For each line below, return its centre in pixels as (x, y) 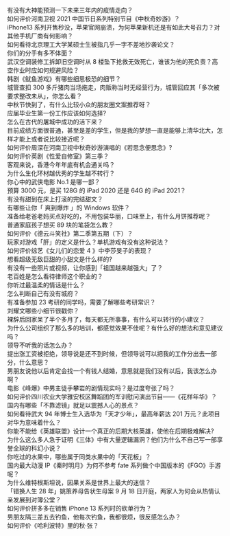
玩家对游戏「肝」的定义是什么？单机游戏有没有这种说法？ (88, 242)
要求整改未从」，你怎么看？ (44, 96)
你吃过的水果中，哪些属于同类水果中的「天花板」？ (79, 457)
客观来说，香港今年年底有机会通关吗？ (61, 165)
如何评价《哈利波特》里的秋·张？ (53, 525)
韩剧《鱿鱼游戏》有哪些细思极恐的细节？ (64, 79)
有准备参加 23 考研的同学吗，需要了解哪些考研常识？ (81, 302)
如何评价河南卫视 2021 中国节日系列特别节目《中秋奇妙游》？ (93, 19)
